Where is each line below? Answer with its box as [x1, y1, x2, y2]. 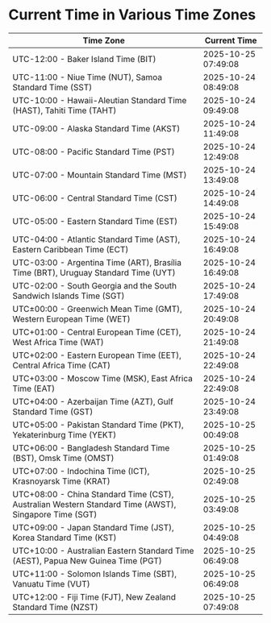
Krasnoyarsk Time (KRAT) [12, 476, 110, 487]
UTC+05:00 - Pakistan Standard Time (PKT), [12, 419, 184, 430]
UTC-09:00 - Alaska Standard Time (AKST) [12, 123, 181, 134]
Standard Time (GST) [12, 405, 94, 417]
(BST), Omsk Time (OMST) [12, 452, 115, 463]
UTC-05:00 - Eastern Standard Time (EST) [12, 215, 178, 226]
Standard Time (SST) [12, 81, 93, 93]
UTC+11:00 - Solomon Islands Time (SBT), [12, 568, 177, 579]
